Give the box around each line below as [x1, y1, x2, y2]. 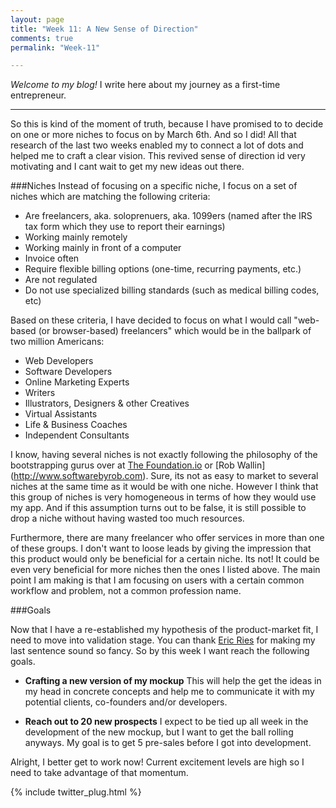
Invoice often [24, 252, 80, 265]
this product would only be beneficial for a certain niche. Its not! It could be [10, 553, 320, 565]
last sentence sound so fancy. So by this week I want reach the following [10, 645, 310, 657]
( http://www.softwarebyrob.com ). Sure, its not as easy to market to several [10, 470, 319, 482]
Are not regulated [24, 274, 98, 286]
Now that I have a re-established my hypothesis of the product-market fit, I [10, 624, 319, 636]
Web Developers [24, 355, 94, 367]
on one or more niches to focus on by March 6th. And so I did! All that [10, 129, 297, 141]
